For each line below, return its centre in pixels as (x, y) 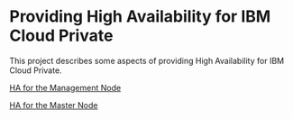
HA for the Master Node (54, 105)
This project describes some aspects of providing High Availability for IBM (147, 60)
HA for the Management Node (65, 87)
